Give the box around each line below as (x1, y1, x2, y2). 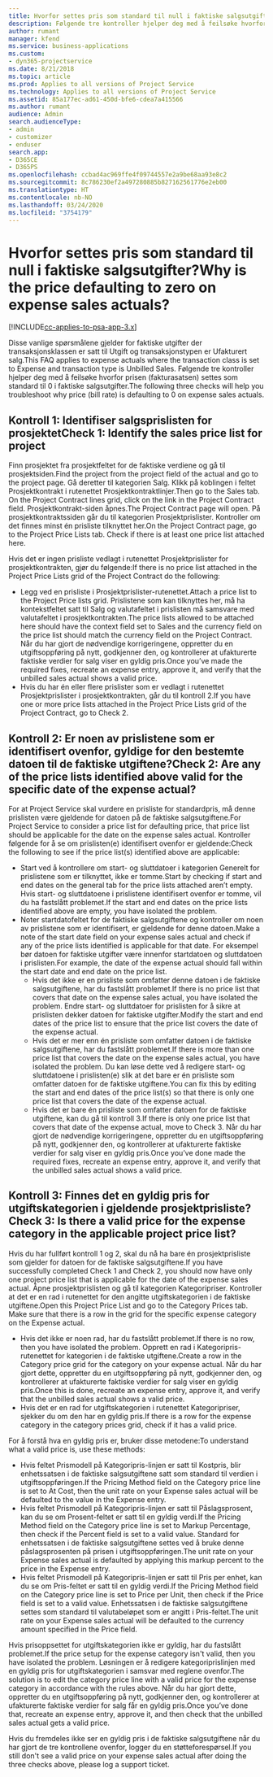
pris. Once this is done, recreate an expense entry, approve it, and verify (19, 1385, 261, 1395)
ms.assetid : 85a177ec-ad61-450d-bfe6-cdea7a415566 (8, 95, 184, 103)
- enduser (8, 140, 42, 149)
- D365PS (8, 163, 38, 172)
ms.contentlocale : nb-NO (8, 193, 93, 202)
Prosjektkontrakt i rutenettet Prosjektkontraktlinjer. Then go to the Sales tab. (8, 486, 260, 496)
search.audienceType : (8, 118, 82, 126)
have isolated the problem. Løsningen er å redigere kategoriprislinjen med (8, 1657, 256, 1667)
